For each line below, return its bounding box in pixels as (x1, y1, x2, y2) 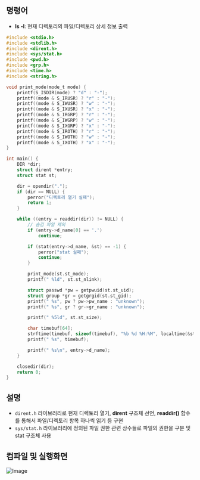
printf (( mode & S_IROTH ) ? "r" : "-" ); (17, 128, 116, 134)
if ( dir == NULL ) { (17, 188, 65, 195)
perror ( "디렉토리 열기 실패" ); (27, 194, 95, 200)
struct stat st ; (17, 172, 58, 178)
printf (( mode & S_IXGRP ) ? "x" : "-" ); (17, 123, 116, 129)
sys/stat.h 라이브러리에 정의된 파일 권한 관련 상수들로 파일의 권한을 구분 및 (14, 425, 191, 432)
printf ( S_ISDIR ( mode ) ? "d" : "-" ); (17, 89, 108, 95)
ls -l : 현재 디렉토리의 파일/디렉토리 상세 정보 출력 (14, 23, 128, 30)
